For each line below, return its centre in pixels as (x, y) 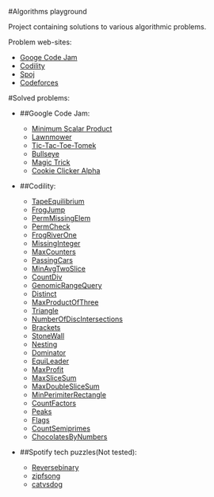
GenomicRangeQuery (67, 285)
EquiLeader (50, 361)
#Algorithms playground (48, 11)
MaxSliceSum (54, 378)
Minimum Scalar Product (72, 129)
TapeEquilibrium (58, 201)
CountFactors (54, 403)
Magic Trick (51, 162)
